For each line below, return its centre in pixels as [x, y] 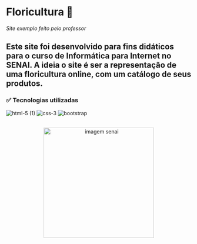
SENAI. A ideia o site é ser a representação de [91, 65]
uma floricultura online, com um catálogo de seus [99, 74]
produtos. [24, 84]
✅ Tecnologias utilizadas [42, 101]
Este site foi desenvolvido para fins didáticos [90, 47]
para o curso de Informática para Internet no [89, 56]
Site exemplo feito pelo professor [46, 28]
